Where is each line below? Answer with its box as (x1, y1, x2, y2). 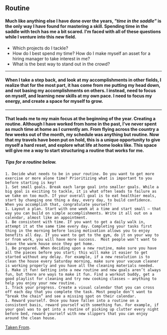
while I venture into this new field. (5, 33, 77, 39)
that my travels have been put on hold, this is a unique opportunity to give (5, 137, 161, 143)
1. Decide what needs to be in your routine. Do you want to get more (5, 172, 155, 177)
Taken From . (5, 325, 31, 331)
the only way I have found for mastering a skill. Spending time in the (5, 23, 148, 29)
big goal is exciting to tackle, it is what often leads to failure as (5, 189, 157, 194)
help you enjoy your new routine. (5, 281, 77, 286)
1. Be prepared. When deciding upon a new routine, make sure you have (5, 246, 157, 251)
